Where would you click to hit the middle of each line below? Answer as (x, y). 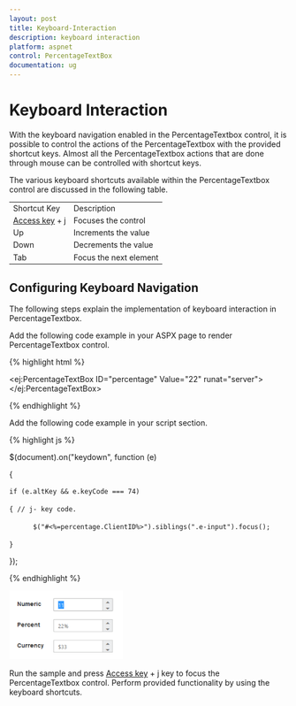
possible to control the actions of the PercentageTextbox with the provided (145, 144)
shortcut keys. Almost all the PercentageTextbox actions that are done (137, 153)
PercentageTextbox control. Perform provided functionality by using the (140, 683)
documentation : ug (43, 65)
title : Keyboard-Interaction (63, 28)
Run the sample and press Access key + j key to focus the (114, 673)
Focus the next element (116, 257)
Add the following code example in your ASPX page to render (121, 335)
